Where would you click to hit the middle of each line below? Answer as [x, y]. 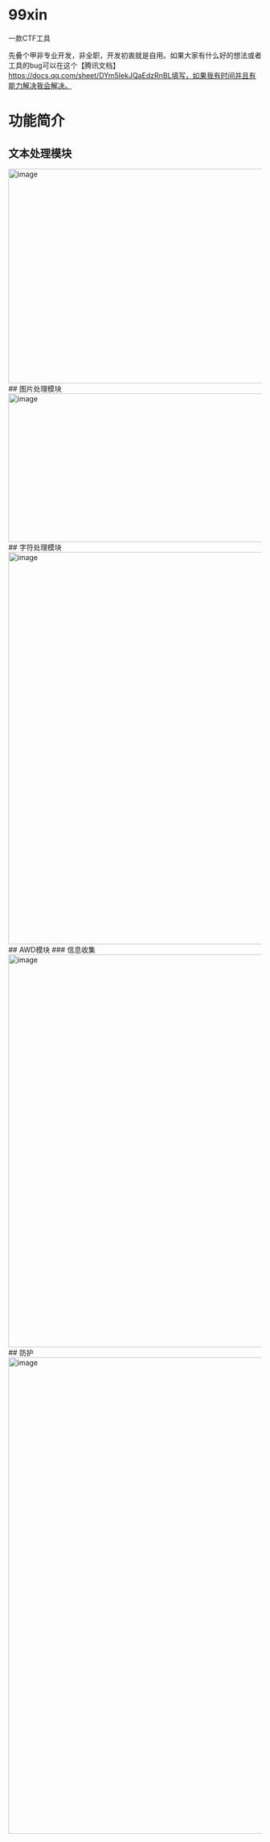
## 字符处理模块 [35, 547]
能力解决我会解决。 [40, 85]
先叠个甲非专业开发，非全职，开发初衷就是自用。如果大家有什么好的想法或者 [135, 55]
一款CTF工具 [29, 38]
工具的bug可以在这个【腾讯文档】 [64, 65]
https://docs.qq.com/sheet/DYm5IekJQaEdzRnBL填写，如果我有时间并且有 [132, 75]
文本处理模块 [40, 153]
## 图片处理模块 [35, 388]
